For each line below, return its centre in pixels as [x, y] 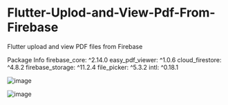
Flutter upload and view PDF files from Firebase [75, 46]
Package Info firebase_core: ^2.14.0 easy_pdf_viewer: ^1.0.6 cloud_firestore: [115, 59]
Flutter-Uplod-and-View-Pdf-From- [111, 13]
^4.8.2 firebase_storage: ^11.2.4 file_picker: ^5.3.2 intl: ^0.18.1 [93, 67]
